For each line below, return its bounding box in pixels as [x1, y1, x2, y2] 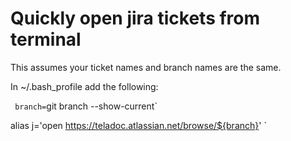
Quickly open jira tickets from [10, 7, 261, 30]
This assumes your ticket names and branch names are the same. [10, 61, 282, 73]
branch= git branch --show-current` [14, 100, 158, 112]
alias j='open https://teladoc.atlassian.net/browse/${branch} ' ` [10, 119, 267, 131]
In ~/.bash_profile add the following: [10, 80, 159, 92]
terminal [10, 28, 82, 51]
